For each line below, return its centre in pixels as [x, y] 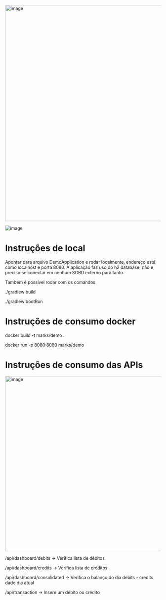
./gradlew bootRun [24, 301]
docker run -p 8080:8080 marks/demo [45, 345]
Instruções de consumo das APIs [74, 365]
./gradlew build [21, 292]
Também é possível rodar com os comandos [50, 282]
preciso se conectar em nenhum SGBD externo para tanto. [65, 272]
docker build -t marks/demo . [35, 335]
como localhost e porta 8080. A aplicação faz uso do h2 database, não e [79, 267]
